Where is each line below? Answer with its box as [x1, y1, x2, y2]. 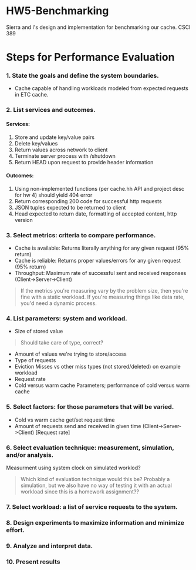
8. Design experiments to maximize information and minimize [6, 518, 185, 526]
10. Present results [6, 558, 60, 566]
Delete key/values [14, 140, 58, 147]
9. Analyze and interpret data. [6, 542, 93, 550]
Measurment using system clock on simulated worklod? [6, 464, 141, 471]
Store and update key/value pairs [14, 134, 95, 141]
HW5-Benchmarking [6, 4, 109, 18]
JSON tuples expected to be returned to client [14, 204, 126, 211]
